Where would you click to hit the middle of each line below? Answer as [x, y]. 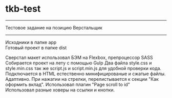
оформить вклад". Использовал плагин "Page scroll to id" [68, 84]
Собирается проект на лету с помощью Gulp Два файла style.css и [79, 63]
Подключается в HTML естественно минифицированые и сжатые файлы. [85, 74]
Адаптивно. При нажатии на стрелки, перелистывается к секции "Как [82, 79]
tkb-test [23, 9]
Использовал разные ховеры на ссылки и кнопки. [60, 90]
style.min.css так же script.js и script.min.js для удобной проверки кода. [83, 68]
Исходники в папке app [31, 42]
